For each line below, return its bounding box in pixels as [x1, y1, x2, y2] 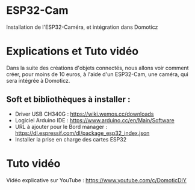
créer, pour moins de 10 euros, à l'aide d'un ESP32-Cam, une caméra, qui [6, 70, 188, 78]
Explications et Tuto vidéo [6, 44, 139, 58]
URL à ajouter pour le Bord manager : [14, 123, 107, 130]
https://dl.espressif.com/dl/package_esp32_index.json [14, 129, 150, 137]
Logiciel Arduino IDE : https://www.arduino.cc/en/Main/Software [14, 116, 175, 123]
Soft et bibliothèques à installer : [6, 94, 131, 105]
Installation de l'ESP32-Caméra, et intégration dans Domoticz [6, 23, 158, 31]
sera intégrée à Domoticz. [6, 77, 70, 84]
